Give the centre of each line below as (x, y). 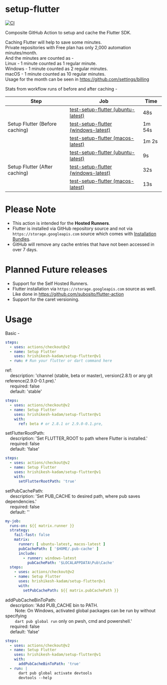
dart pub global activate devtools (55, 673)
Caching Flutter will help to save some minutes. (53, 42)
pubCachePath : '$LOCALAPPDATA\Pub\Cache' (71, 563)
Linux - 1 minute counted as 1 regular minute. (51, 63)
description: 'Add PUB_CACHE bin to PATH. (54, 605)
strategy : (20, 530)
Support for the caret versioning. (46, 299)
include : (27, 553)
